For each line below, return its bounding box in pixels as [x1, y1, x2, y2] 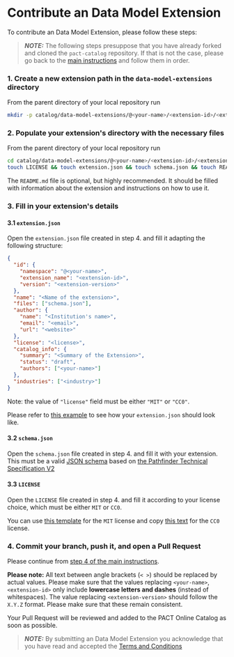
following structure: [7, 242, 63, 250]
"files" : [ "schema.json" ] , [13, 300, 92, 307]
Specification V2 [7, 464, 55, 472]
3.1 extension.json [7, 218, 61, 227]
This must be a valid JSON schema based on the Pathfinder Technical [7, 456, 208, 465]
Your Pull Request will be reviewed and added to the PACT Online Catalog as [7, 614, 226, 622]
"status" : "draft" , [19, 359, 77, 366]
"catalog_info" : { [13, 346, 68, 353]
